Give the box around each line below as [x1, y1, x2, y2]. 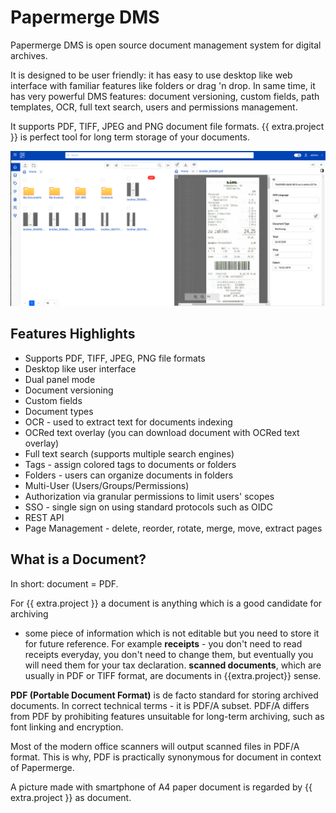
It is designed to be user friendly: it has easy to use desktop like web [10, 69, 293, 81]
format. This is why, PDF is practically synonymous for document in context [10, 751, 322, 763]
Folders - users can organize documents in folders [24, 469, 234, 481]
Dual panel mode [24, 373, 96, 385]
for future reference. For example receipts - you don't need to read [24, 637, 303, 650]
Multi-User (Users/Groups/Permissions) [24, 479, 190, 491]
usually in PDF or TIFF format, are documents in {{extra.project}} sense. [24, 669, 322, 681]
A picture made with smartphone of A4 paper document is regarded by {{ [10, 781, 313, 793]
